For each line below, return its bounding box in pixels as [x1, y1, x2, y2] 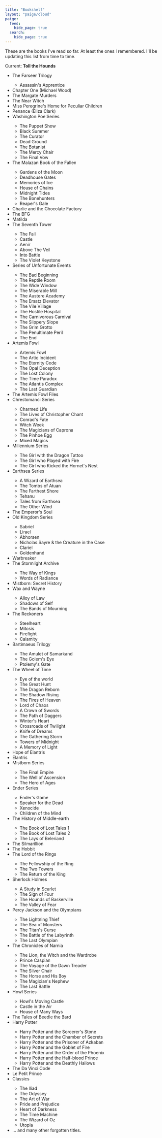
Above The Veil [19, 247, 51, 253]
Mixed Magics [19, 437, 48, 443]
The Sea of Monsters [19, 921, 62, 927]
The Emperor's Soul [12, 509, 53, 515]
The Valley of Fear [19, 902, 56, 908]
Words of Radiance [19, 575, 58, 581]
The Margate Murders [12, 92, 57, 98]
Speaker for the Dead [19, 800, 63, 806]
